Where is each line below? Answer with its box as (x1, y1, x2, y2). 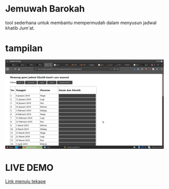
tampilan (5, 43, 43, 54)
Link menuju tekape (5, 178, 46, 184)
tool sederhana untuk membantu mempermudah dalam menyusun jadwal (5, 20, 157, 26)
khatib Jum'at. (5, 25, 35, 31)
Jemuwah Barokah (5, 3, 85, 15)
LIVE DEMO (5, 162, 54, 173)
